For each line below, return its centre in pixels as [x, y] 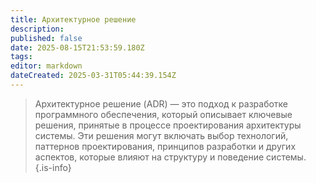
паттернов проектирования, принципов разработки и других [165, 146]
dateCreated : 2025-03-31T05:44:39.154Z [93, 76]
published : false [46, 38]
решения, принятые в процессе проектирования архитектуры [168, 125]
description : [37, 29]
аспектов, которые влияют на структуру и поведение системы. [170, 157]
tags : [21, 57]
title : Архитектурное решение [73, 19]
